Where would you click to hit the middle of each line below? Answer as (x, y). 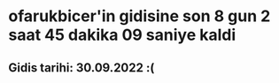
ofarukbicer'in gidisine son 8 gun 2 (139, 16)
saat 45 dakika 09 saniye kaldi (122, 35)
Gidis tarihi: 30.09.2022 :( (81, 68)
